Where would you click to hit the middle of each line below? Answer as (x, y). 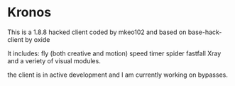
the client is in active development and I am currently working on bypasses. (118, 75)
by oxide (37, 39)
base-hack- (205, 32)
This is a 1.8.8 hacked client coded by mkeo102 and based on (97, 32)
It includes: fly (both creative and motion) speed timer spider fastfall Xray (114, 53)
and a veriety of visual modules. (54, 60)
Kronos (29, 12)
